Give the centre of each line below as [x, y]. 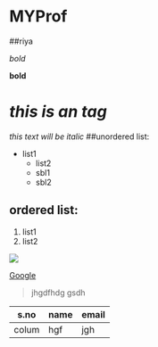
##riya [21, 41]
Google [23, 275]
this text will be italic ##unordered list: [79, 136]
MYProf [38, 17]
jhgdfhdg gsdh [58, 293]
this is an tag [58, 112]
